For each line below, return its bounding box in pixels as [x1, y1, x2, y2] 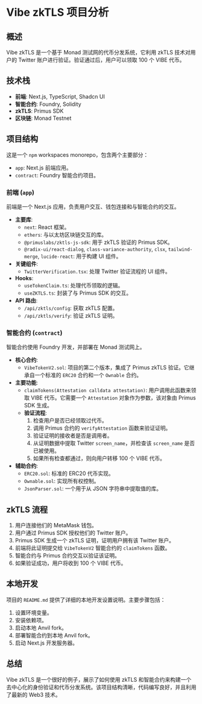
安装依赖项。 [14, 616, 47, 623]
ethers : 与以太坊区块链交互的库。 [24, 231, 107, 238]
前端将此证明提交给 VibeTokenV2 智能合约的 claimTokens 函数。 [14, 544, 171, 551]
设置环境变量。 [14, 609, 52, 616]
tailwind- [168, 246, 193, 252]
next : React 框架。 [24, 223, 70, 231]
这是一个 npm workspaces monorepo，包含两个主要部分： [6, 151, 149, 158]
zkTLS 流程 [6, 504, 48, 515]
